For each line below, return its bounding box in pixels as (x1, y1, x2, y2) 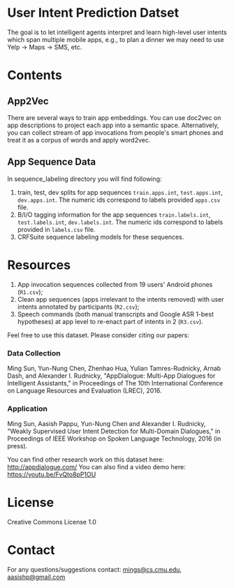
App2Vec (7, 95, 49, 107)
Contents (7, 68, 63, 83)
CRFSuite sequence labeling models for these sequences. (17, 233, 184, 241)
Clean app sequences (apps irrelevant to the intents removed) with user (17, 295, 225, 303)
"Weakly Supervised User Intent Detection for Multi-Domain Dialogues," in (7, 427, 221, 436)
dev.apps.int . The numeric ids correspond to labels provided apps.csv (17, 196, 221, 204)
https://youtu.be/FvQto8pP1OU (7, 470, 96, 479)
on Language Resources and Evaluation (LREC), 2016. (7, 386, 162, 395)
